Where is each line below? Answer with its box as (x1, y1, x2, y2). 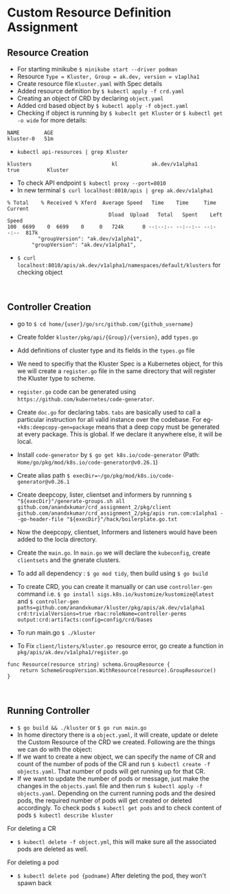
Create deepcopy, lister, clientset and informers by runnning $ (16, 490, 192, 499)
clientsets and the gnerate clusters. (16, 555, 121, 564)
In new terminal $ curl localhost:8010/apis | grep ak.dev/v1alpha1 (16, 186, 214, 194)
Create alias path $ (16, 471, 71, 479)
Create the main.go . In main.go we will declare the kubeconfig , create (16, 548, 211, 557)
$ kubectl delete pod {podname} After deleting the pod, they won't (16, 871, 207, 880)
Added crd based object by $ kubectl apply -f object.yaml (16, 102, 189, 109)
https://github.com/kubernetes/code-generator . (16, 394, 154, 403)
